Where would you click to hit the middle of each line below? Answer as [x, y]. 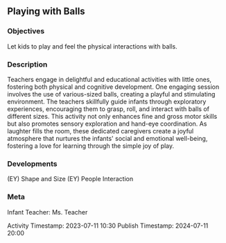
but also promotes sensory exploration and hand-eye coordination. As [107, 124]
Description [27, 64]
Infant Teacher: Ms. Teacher [47, 212]
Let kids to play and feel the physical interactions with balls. [93, 46]
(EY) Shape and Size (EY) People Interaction [70, 179]
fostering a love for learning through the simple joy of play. [91, 146]
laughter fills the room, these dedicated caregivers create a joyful [101, 131]
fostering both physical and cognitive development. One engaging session [113, 87]
